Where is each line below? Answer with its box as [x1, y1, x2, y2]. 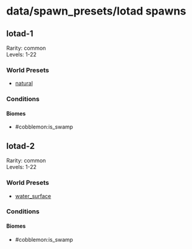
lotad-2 [6, 141, 35, 151]
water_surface [15, 192, 52, 199]
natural [15, 80, 33, 87]
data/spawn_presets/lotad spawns [6, 4, 187, 18]
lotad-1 [6, 28, 33, 39]
